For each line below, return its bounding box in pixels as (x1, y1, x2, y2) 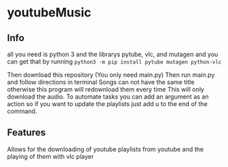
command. (7, 107, 38, 115)
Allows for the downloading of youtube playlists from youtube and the (7, 145, 204, 153)
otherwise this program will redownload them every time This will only (7, 86, 205, 93)
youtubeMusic (7, 5, 92, 21)
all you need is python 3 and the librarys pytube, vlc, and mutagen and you (7, 50, 218, 58)
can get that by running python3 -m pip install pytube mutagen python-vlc (7, 57, 222, 66)
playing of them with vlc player (7, 152, 94, 160)
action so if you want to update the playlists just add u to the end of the (7, 100, 207, 107)
